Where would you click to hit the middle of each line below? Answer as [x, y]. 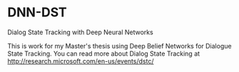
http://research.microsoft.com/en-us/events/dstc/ [81, 61]
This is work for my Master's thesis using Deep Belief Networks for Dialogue [119, 46]
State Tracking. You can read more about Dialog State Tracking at [104, 53]
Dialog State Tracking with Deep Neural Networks [80, 32]
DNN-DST [37, 12]
